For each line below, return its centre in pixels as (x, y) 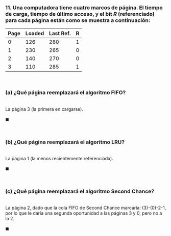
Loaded (35, 34)
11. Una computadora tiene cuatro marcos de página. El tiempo (84, 8)
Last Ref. (60, 34)
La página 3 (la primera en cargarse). (44, 109)
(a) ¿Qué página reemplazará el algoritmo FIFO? (66, 93)
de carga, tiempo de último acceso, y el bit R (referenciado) (80, 14)
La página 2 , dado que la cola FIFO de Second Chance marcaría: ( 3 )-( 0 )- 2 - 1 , (86, 208)
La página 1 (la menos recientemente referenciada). (59, 158)
